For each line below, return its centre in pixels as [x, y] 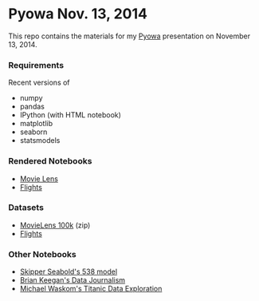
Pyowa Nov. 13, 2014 [78, 14]
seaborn [33, 132]
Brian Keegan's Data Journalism [73, 280]
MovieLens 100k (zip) [55, 225]
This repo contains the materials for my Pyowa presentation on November [129, 36]
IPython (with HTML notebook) [71, 115]
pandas [32, 107]
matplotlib [36, 124]
